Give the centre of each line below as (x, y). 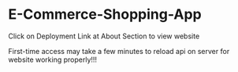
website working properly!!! (52, 59)
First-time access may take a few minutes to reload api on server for (119, 51)
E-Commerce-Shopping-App (105, 14)
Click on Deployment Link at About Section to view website (104, 36)
